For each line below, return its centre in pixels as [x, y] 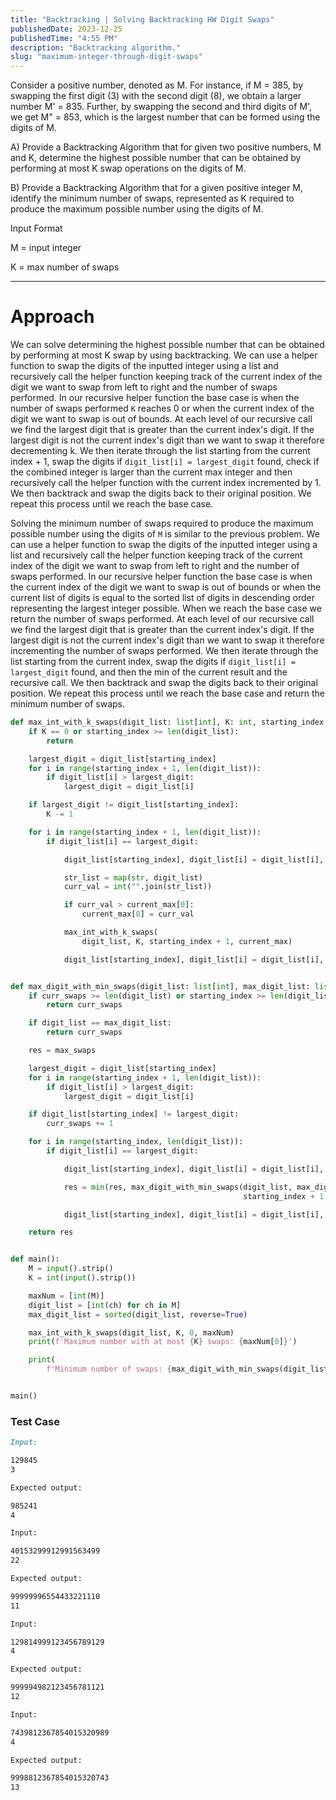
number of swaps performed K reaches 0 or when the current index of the [162, 408]
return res [51, 1232]
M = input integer [46, 248]
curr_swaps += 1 [80, 1124]
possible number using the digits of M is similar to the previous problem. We [165, 534]
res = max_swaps [62, 1051]
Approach [52, 317]
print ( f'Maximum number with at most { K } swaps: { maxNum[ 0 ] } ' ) [163, 1342]
